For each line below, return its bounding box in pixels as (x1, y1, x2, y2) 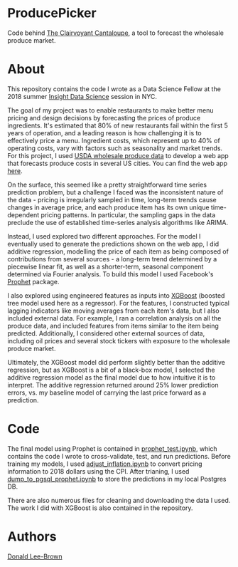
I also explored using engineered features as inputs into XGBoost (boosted (7, 291, 225, 300)
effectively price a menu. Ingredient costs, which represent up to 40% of (7, 136, 220, 145)
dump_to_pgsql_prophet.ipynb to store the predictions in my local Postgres (7, 474, 227, 483)
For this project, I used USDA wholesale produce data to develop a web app (7, 151, 229, 160)
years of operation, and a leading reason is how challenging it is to (7, 128, 202, 137)
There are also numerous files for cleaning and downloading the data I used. (7, 496, 231, 504)
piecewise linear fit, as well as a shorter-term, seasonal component (7, 262, 204, 271)
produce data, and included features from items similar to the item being (7, 321, 219, 330)
